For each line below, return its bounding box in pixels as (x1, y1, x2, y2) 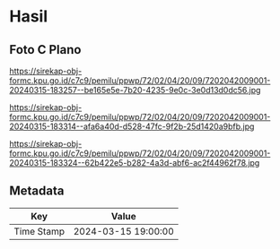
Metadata (9, 184, 65, 199)
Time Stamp (13, 225, 66, 237)
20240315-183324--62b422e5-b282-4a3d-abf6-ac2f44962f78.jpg (9, 158, 260, 167)
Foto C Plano (9, 42, 82, 57)
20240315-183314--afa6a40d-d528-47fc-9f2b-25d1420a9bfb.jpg (9, 121, 255, 132)
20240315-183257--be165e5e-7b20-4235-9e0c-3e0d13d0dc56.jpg (9, 85, 261, 95)
